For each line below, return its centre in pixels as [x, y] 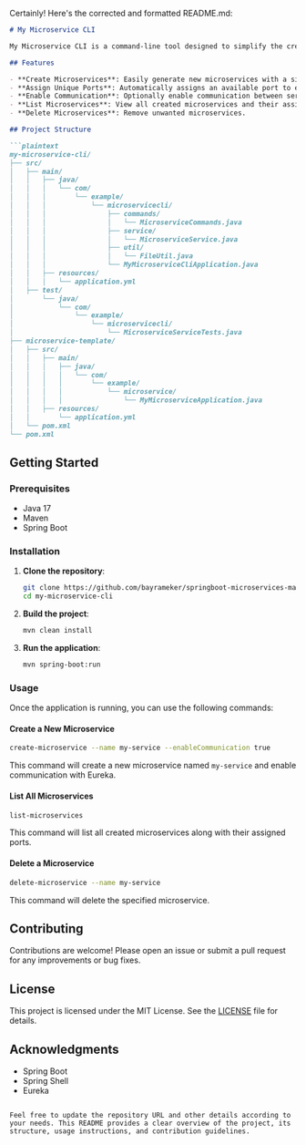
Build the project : [56, 614]
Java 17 [37, 509]
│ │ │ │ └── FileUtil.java [102, 256]
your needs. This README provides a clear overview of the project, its [150, 1123]
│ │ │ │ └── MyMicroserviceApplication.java [136, 400]
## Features [32, 63]
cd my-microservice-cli [68, 596]
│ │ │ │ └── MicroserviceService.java [124, 239]
